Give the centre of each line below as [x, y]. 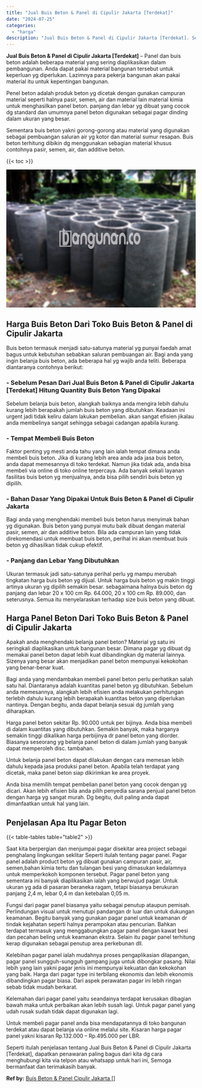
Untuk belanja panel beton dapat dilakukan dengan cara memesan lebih [95, 760]
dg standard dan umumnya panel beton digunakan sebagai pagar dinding [97, 112]
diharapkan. [21, 711]
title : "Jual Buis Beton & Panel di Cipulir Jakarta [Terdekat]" [90, 13]
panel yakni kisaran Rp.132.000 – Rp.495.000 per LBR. [73, 1036]
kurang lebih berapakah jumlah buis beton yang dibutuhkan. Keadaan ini [96, 410]
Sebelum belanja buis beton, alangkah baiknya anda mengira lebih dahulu [97, 404]
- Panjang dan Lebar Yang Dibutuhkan [63, 561]
